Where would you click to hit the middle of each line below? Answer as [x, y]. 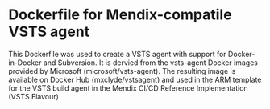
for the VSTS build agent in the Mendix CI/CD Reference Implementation [128, 88]
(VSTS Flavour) [33, 96]
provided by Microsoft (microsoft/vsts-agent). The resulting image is [122, 71]
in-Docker [25, 63]
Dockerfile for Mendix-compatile [120, 15]
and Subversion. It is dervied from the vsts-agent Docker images [150, 63]
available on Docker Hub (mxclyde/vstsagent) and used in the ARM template [135, 79]
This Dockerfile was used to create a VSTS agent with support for [118, 54]
